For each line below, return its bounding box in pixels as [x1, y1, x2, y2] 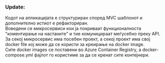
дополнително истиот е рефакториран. [5, 20, 88, 26]
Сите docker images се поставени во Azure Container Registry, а [5, 46, 141, 53]
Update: [5, 3, 25, 10]
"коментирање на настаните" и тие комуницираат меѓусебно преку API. [5, 31, 160, 37]
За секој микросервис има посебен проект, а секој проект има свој [5, 36, 150, 42]
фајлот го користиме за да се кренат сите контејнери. [34, 52, 149, 58]
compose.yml [5, 52, 33, 58]
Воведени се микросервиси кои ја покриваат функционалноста [5, 25, 141, 31]
